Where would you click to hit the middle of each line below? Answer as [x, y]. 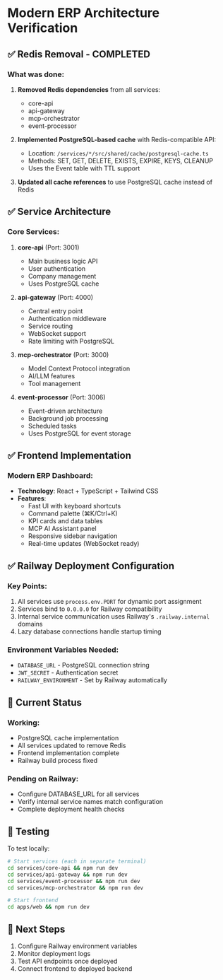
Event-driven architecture [65, 411]
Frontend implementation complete [68, 753]
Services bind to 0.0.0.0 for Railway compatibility [90, 609]
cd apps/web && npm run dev [49, 907]
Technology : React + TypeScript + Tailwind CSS [88, 491]
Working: [24, 723]
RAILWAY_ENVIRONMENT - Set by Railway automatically [92, 680]
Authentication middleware [67, 318]
